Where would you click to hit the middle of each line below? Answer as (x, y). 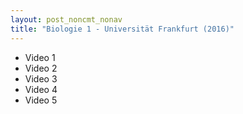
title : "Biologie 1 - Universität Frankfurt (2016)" (122, 29)
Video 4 (41, 89)
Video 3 (41, 78)
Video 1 (40, 57)
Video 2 (41, 68)
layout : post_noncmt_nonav (66, 19)
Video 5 (41, 100)
